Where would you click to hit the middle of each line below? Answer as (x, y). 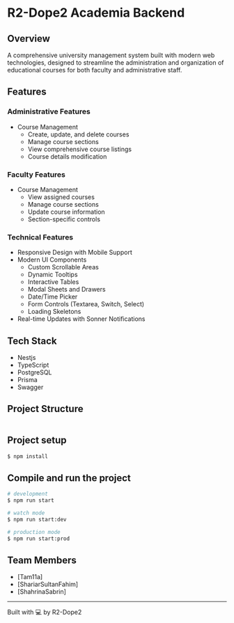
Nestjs (26, 358)
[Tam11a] (30, 577)
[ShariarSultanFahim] (48, 584)
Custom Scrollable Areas (63, 267)
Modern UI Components (52, 260)
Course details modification (67, 156)
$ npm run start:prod (39, 538)
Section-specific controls (64, 219)
